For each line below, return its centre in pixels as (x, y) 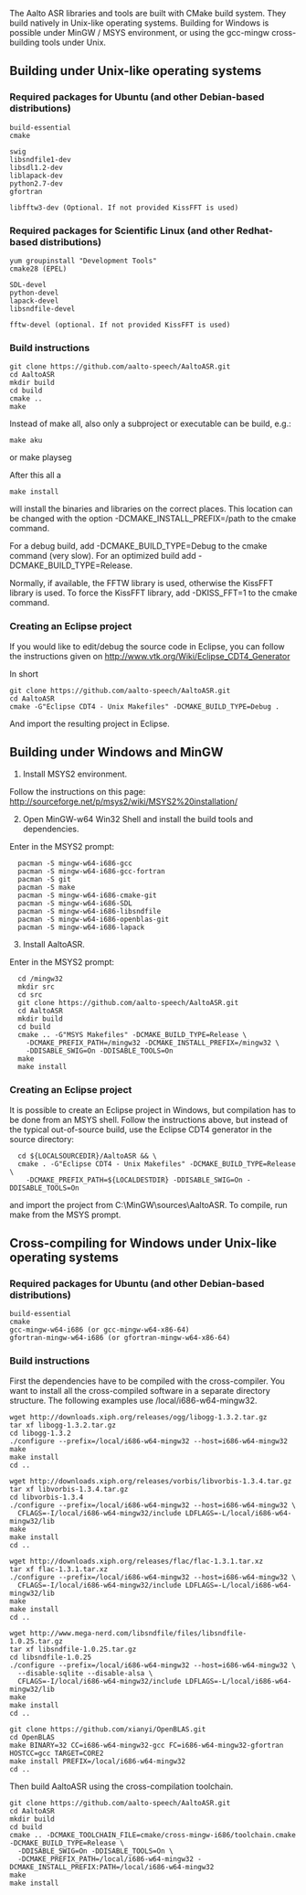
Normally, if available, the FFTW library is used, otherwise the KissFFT (142, 583)
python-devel (34, 293)
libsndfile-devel (42, 309)
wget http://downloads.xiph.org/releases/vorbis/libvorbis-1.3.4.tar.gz (151, 1481)
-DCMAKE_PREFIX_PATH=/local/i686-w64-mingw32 (106, 1859)
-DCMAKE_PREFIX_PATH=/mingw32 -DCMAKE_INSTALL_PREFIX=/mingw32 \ (153, 1043)
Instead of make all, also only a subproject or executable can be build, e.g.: (150, 423)
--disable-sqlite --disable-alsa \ (85, 1673)
